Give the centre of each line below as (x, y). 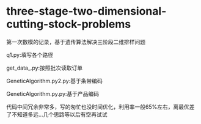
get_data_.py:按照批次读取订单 (45, 68)
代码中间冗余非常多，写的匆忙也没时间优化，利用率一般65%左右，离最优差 (100, 107)
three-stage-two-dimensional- (86, 11)
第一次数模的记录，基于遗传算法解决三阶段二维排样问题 (76, 42)
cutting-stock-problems (69, 24)
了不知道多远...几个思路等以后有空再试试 (57, 114)
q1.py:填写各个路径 (30, 55)
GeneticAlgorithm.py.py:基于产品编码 (53, 93)
